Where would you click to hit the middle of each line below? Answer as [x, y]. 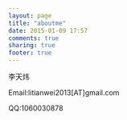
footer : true [30, 53]
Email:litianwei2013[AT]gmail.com [64, 92]
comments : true [34, 38]
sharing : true [32, 46]
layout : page [30, 16]
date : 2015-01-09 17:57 [48, 30]
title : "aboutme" [37, 23]
